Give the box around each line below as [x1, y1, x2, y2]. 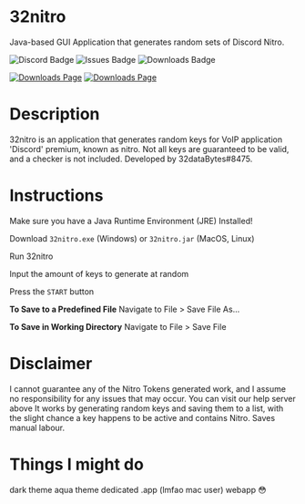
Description [9, 104, 100, 125]
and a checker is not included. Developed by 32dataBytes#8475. [9, 153, 253, 164]
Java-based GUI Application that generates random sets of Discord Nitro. [9, 36, 285, 47]
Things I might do [9, 454, 144, 475]
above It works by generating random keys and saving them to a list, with [9, 403, 284, 414]
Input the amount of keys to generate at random [9, 268, 189, 279]
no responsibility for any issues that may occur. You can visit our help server [9, 393, 296, 404]
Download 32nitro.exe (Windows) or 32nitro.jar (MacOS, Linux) [9, 232, 255, 243]
